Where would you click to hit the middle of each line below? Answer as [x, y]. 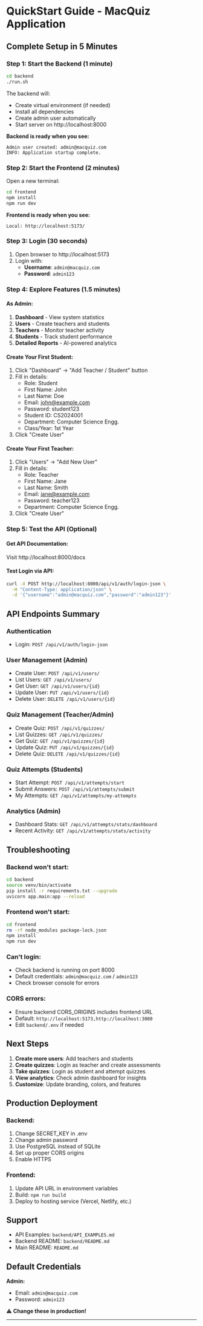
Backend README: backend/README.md [62, 1241]
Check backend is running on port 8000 [65, 970]
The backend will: [28, 93]
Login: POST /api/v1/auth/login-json [61, 645]
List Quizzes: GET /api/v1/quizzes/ [59, 734]
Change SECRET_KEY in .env [51, 1133]
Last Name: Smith [46, 488]
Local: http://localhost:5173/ [46, 226]
